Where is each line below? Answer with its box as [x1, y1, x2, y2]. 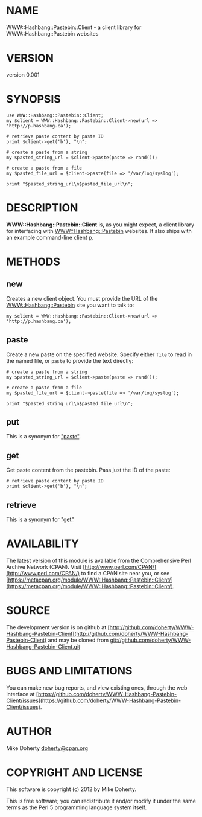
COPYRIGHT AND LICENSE [6, 765, 143, 779]
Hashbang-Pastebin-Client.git [6, 642, 80, 650]
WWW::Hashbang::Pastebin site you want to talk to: [6, 301, 134, 309]
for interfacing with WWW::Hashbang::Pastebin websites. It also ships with [6, 227, 192, 234]
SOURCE [6, 604, 51, 618]
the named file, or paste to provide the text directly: [6, 357, 134, 364]
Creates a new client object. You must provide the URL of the [6, 295, 158, 302]
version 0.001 [6, 71, 40, 78]
